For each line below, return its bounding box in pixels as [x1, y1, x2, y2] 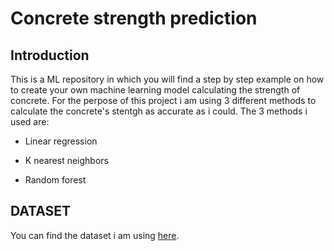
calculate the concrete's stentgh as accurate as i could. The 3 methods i [10, 105, 308, 117]
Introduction [10, 47, 90, 64]
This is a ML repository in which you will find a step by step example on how [10, 73, 325, 85]
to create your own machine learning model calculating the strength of [10, 84, 301, 96]
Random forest [24, 174, 87, 186]
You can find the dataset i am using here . [10, 229, 180, 241]
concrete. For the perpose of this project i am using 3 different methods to [10, 95, 317, 106]
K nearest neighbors [24, 155, 109, 166]
